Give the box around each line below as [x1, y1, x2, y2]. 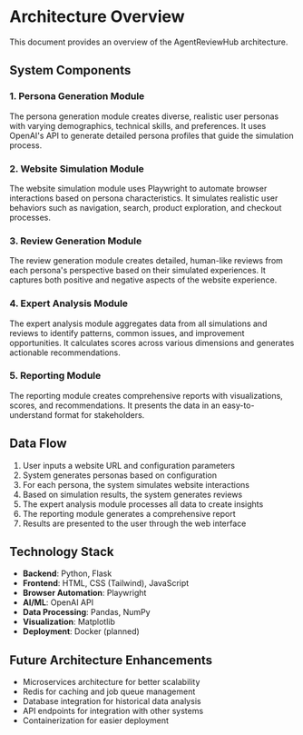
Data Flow [9, 436, 67, 452]
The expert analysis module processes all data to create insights [22, 498, 264, 510]
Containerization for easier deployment [22, 715, 170, 726]
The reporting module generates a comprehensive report [22, 508, 236, 519]
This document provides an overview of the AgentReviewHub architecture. [9, 36, 288, 47]
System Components [9, 63, 132, 78]
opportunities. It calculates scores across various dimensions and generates [9, 337, 295, 348]
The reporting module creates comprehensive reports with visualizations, [9, 390, 283, 401]
